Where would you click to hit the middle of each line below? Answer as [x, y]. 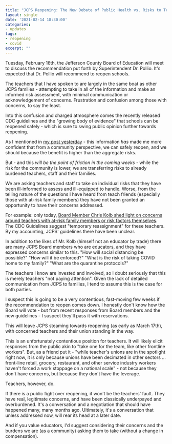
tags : [11, 34]
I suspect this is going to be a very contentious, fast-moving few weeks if [82, 299]
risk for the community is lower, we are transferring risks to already [76, 168]
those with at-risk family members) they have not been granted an [75, 199]
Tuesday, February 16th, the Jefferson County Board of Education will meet [84, 63]
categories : [18, 24]
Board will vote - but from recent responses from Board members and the [83, 310]
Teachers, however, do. [30, 384]
